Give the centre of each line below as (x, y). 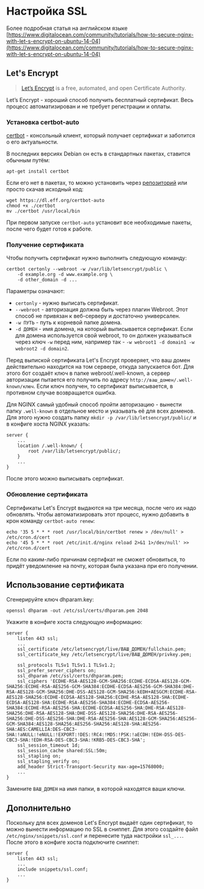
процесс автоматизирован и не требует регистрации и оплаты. (89, 106)
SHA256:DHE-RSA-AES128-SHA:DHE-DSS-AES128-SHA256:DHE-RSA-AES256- (92, 713)
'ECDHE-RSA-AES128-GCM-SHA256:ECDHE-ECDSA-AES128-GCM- (121, 681)
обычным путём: (28, 161)
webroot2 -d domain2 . (42, 349)
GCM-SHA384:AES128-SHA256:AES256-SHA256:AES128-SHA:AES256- (84, 724)
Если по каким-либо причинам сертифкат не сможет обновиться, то (96, 559)
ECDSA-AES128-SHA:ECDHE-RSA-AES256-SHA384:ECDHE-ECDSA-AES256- (88, 703)
